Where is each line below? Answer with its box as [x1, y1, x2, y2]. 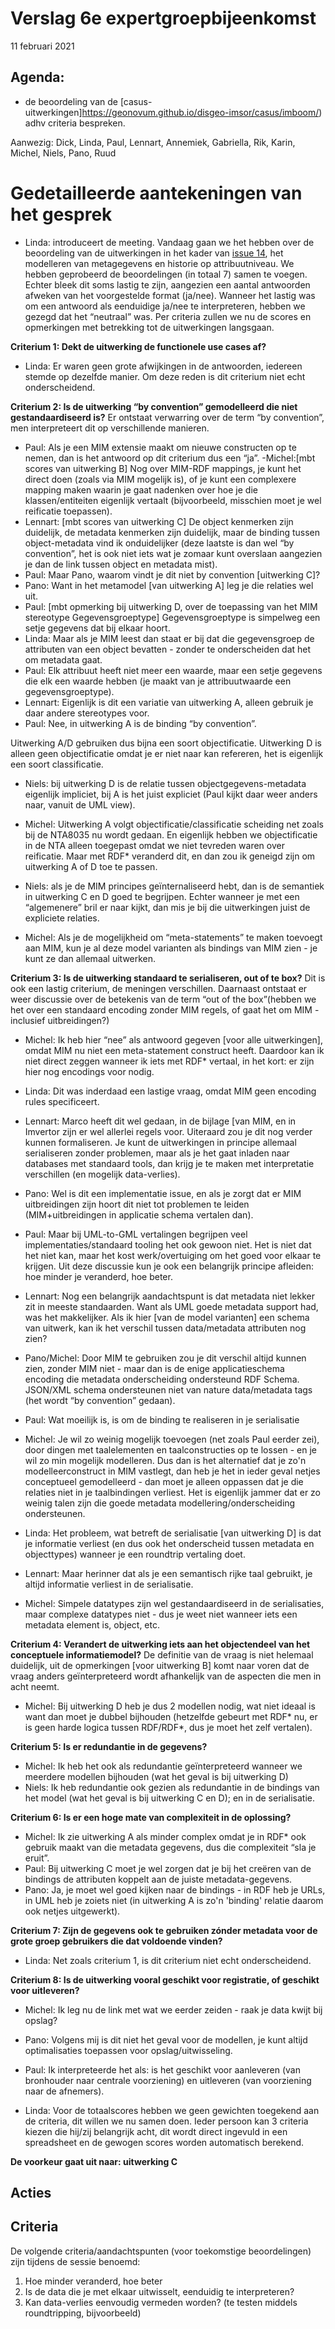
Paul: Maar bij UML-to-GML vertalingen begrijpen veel [24, 1228, 248, 1240]
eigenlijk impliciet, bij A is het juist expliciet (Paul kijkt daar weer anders [24, 788, 318, 800]
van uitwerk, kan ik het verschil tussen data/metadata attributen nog [24, 1322, 307, 1334]
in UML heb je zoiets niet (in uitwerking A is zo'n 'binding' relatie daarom [24, 1894, 324, 1906]
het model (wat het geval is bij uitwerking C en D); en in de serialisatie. [24, 1792, 315, 1804]
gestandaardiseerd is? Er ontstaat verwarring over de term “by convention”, [10, 411, 325, 423]
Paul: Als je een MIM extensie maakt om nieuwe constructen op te [24, 441, 297, 453]
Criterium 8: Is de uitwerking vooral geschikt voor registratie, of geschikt [10, 1973, 320, 1986]
